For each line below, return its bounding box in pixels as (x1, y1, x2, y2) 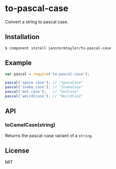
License (5, 147, 29, 155)
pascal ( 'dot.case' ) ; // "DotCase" (5, 89, 79, 94)
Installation (5, 33, 40, 41)
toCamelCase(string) (5, 122, 56, 128)
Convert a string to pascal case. (5, 19, 69, 25)
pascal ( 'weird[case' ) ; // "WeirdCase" (5, 94, 83, 99)
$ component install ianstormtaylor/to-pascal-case (5, 45, 111, 51)
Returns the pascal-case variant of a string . (5, 132, 93, 138)
